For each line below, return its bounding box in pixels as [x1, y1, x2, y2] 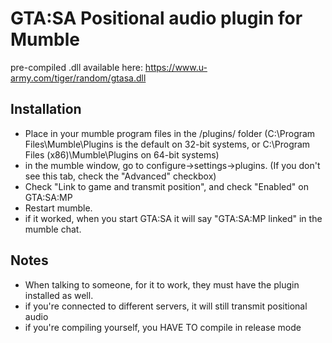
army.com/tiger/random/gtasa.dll [10, 72, 147, 84]
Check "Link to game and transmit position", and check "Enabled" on [24, 180, 309, 192]
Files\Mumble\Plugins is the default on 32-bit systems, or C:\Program [24, 138, 311, 150]
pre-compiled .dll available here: [10, 61, 143, 73]
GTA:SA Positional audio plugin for [10, 7, 303, 30]
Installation [10, 101, 82, 118]
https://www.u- [144, 61, 208, 73]
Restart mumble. [24, 202, 93, 214]
